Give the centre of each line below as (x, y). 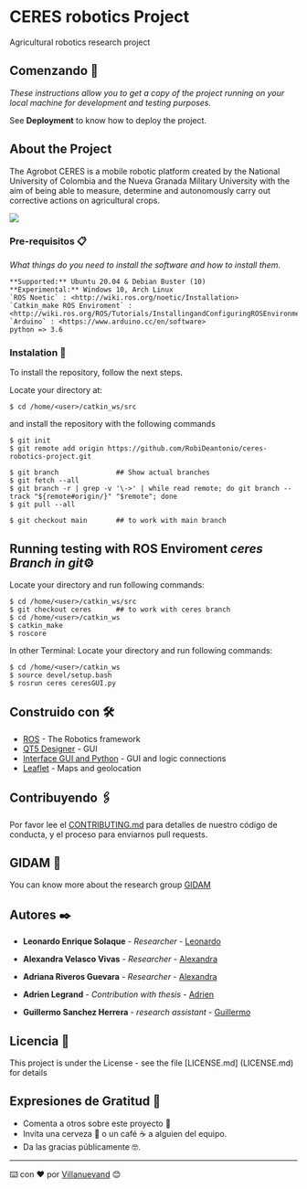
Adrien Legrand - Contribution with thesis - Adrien (118, 994)
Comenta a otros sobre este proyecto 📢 (97, 1123)
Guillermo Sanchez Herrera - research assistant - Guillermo (137, 1013)
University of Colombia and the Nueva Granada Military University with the (150, 181)
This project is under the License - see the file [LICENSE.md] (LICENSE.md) (152, 1063)
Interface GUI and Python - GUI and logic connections (124, 758)
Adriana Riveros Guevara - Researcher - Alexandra (120, 977)
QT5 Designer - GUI (60, 748)
